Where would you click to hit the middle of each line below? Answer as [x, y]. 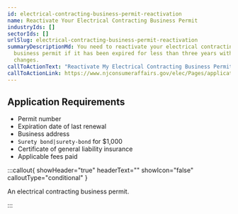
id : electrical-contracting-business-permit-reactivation [95, 14]
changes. [27, 60]
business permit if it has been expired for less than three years [115, 54]
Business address [44, 134]
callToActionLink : [34, 73]
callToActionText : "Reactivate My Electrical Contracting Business [109, 67]
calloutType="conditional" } [47, 178]
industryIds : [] [31, 27]
